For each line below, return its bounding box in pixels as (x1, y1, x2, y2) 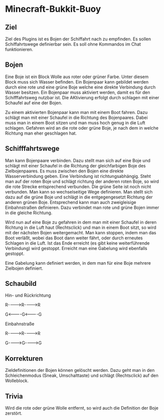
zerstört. (5, 410, 23, 416)
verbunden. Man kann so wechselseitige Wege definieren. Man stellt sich (5, 189, 153, 195)
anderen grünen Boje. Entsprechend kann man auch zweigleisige (5, 199, 136, 205)
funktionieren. (5, 47, 33, 52)
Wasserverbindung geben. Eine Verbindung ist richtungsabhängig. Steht (5, 173, 151, 179)
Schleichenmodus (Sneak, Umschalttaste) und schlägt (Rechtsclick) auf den (5, 372, 159, 379)
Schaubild (5, 280, 37, 288)
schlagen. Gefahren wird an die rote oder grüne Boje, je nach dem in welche (5, 125, 159, 131)
